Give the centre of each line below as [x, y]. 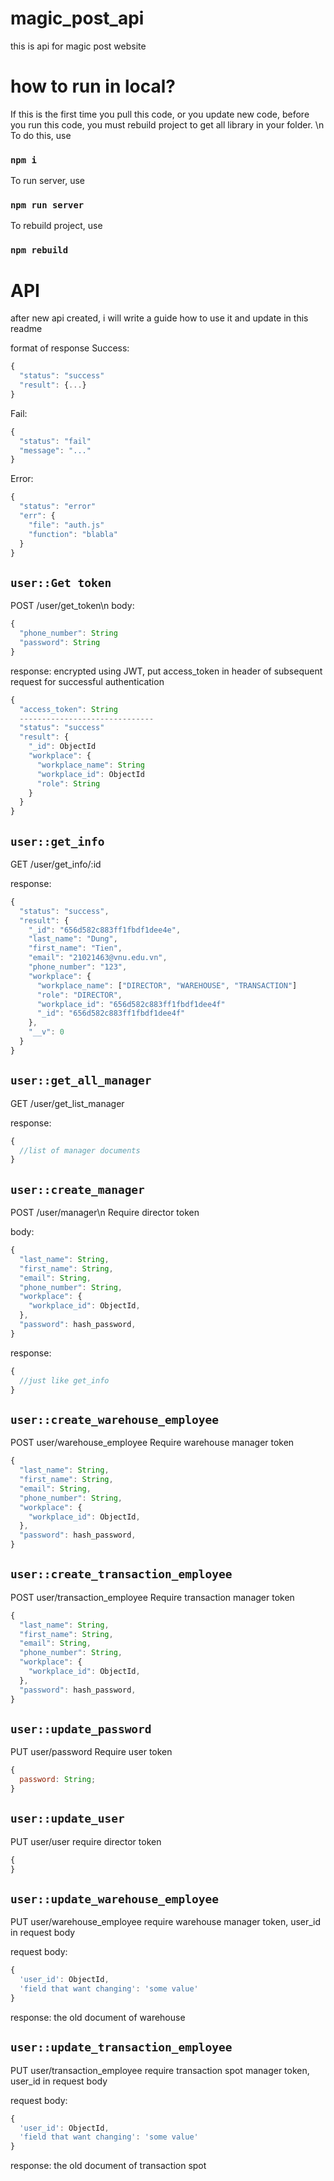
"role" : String [68, 783]
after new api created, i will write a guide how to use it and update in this [159, 318]
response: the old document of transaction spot [108, 2166]
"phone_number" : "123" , [78, 967]
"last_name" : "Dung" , [73, 939]
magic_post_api [77, 18]
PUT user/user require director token [86, 1841]
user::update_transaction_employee [121, 2047]
